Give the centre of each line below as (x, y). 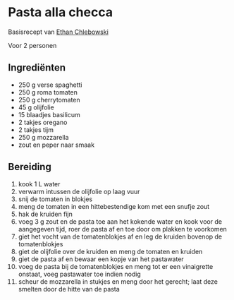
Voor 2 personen (32, 45)
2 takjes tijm (36, 130)
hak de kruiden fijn (45, 214)
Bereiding (30, 167)
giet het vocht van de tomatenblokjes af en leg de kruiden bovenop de (120, 236)
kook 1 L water (39, 184)
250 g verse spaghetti (50, 85)
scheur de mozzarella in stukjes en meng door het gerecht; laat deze (118, 281)
